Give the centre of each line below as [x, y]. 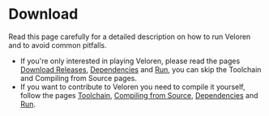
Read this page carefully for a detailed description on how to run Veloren [130, 37]
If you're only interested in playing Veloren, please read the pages [130, 61]
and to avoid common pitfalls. [58, 45]
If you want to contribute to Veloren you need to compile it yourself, [132, 87]
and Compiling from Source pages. [79, 78]
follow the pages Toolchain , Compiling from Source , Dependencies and [139, 95]
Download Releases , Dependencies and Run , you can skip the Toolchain [141, 69]
